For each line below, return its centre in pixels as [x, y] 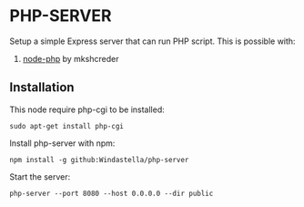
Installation [42, 88]
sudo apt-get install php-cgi [67, 126]
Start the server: [40, 176]
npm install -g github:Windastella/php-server [99, 160]
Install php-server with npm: [62, 143]
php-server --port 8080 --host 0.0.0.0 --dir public [111, 193]
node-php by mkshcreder [71, 58]
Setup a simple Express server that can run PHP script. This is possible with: [152, 41]
